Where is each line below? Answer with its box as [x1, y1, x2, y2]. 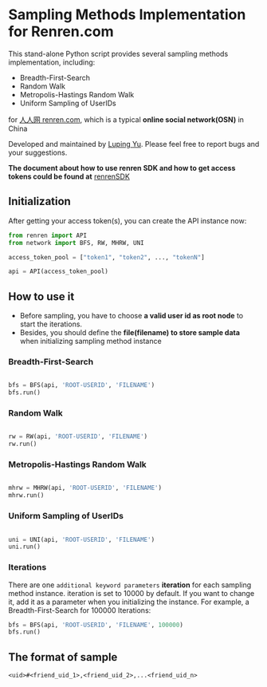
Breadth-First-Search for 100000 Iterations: [8, 605, 151, 615]
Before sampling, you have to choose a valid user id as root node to [19, 311, 244, 321]
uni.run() [8, 543, 41, 551]
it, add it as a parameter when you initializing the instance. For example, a [8, 597, 249, 606]
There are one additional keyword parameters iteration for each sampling [8, 580, 252, 590]
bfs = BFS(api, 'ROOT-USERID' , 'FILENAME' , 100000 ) [8, 621, 183, 629]
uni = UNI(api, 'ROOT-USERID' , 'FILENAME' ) [8, 535, 155, 543]
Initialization [8, 195, 72, 208]
